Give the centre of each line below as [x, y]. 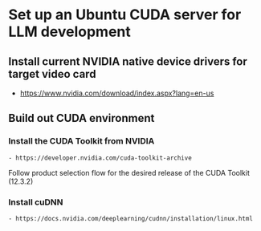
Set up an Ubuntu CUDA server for [125, 15]
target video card [52, 74]
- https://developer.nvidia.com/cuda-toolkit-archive [100, 158]
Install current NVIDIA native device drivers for [128, 61]
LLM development [69, 32]
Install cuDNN [36, 202]
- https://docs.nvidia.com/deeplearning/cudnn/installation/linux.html [130, 218]
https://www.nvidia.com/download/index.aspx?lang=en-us [117, 93]
